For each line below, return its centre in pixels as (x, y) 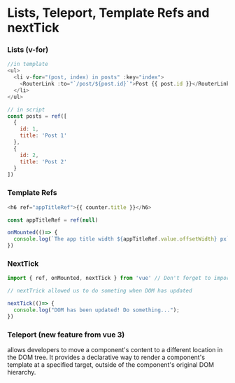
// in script (26, 109)
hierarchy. (22, 372)
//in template (28, 65)
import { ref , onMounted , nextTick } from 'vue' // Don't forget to (109, 278)
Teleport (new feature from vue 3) (66, 335)
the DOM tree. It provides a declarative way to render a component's (106, 357)
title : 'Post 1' (44, 136)
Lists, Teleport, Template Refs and (108, 13)
